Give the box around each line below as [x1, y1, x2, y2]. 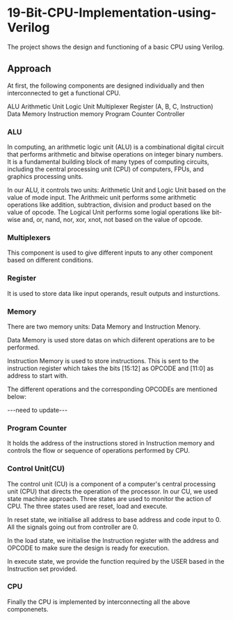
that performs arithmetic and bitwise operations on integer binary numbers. [7, 150, 223, 159]
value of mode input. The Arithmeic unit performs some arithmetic [7, 193, 197, 202]
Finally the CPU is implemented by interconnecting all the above [7, 597, 191, 606]
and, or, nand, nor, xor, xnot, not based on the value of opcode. [22, 216, 203, 224]
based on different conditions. [7, 256, 94, 264]
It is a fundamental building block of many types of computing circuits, [7, 158, 210, 166]
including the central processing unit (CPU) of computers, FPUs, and [7, 165, 204, 173]
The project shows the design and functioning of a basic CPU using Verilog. [7, 42, 225, 51]
